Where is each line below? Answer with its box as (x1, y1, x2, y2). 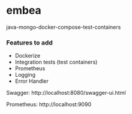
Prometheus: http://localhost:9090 (6, 101, 92, 108)
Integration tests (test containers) (14, 58, 98, 66)
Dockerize (14, 52, 41, 59)
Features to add (6, 38, 53, 47)
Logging (14, 71, 36, 79)
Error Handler (14, 77, 49, 85)
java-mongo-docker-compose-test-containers (6, 23, 121, 31)
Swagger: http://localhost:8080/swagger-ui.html (6, 89, 126, 97)
